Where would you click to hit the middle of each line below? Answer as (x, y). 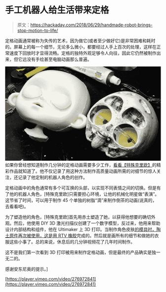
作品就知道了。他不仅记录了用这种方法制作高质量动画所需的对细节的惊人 (83, 171)
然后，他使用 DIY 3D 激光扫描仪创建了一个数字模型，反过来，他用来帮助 (87, 223)
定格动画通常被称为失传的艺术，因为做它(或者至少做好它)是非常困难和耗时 (80, 41)
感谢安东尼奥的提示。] (27, 269)
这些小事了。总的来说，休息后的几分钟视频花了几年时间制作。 (72, 242)
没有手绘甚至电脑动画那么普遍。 (59, 59)
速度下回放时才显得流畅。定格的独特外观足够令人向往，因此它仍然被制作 (83, 53)
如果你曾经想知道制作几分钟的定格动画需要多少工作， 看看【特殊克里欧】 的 (81, 165)
